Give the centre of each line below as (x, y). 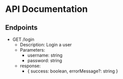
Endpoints (21, 28)
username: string (45, 55)
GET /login (23, 39)
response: (30, 66)
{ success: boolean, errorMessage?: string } (73, 71)
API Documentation (46, 9)
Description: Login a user (46, 45)
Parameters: (32, 50)
